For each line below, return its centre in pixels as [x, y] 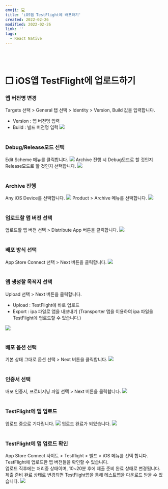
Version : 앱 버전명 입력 [36, 121]
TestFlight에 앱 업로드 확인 [37, 443]
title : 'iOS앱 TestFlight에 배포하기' [43, 15]
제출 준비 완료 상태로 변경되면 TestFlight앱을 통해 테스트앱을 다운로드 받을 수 [81, 475]
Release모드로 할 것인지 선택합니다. [41, 166]
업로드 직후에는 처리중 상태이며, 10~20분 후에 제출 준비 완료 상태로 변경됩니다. [83, 469]
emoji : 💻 [15, 10]
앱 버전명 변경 [21, 98]
